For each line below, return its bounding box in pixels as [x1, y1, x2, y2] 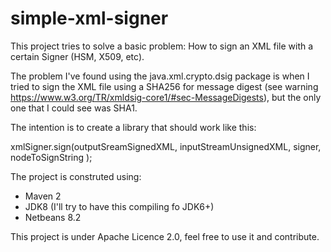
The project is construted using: [10, 170, 142, 182]
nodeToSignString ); [10, 151, 93, 163]
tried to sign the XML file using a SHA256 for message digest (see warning [10, 80, 319, 92]
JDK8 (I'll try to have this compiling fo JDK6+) [24, 200, 215, 212]
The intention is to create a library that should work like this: [10, 121, 257, 133]
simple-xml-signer [10, 7, 169, 30]
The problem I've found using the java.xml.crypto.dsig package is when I [10, 70, 310, 82]
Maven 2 [24, 190, 62, 202]
